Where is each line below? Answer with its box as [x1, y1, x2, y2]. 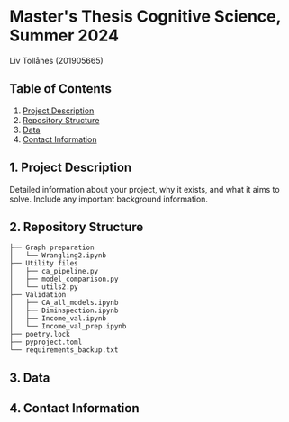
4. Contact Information [9, 400, 140, 416]
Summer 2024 [9, 25, 120, 46]
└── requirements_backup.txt [9, 346, 119, 355]
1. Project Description [9, 160, 132, 175]
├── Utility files [9, 259, 78, 268]
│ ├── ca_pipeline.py [9, 267, 99, 276]
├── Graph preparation [9, 243, 95, 253]
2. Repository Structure [9, 219, 144, 235]
